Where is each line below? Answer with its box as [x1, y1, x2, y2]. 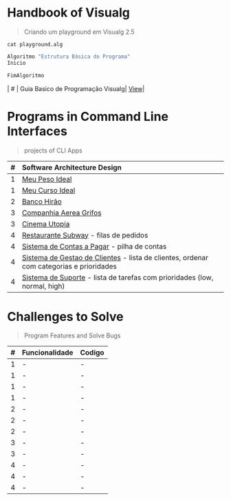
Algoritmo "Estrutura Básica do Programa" [7, 53, 131, 60]
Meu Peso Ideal [21, 174, 72, 184]
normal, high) [21, 281, 65, 291]
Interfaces [7, 123, 67, 139]
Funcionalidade [21, 348, 74, 357]
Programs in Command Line [7, 108, 169, 124]
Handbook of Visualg [7, 5, 131, 21]
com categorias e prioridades [21, 261, 117, 271]
